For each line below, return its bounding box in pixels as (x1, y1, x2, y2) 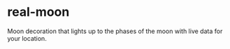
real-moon (7, 4, 70, 20)
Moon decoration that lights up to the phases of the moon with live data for (7, 27, 223, 35)
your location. (7, 34, 47, 42)
